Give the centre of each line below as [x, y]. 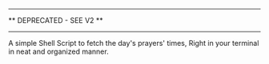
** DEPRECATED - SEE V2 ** [56, 20]
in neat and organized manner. [59, 51]
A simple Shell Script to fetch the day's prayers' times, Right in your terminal [134, 43]
